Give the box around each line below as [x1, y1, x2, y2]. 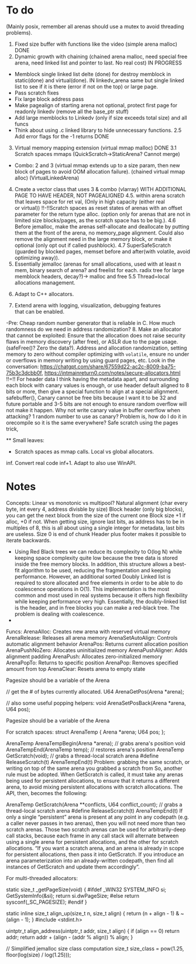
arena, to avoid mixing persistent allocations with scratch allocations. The [6, 783, 183, 790]
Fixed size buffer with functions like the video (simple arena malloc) [14, 40, 177, 47]
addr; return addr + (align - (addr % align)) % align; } [6, 934, 133, 941]
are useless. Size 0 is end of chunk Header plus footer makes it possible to [6, 530, 186, 537]
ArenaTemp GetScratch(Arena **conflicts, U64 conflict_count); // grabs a [6, 801, 183, 808]
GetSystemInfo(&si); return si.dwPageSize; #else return [6, 892, 139, 899]
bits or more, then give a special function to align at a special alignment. [6, 388, 180, 395]
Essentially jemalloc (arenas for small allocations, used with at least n [14, 260, 181, 267]
